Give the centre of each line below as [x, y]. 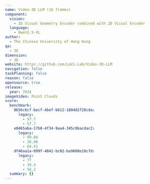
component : [16, 14]
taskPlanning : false [26, 74]
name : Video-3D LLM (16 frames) [38, 10]
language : [19, 28]
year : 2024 [21, 92]
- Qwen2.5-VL [27, 32]
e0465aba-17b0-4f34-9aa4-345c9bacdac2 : [54, 128]
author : [13, 37]
